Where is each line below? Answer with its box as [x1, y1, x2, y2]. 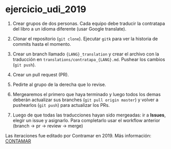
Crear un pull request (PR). [12, 71, 69, 77]
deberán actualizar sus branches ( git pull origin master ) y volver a [12, 97, 159, 103]
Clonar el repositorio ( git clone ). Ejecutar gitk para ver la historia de [12, 36, 158, 42]
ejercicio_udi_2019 [5, 4, 87, 15]
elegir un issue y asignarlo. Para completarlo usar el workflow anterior [12, 117, 160, 123]
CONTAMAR [5, 138, 32, 144]
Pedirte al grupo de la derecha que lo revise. [12, 81, 106, 87]
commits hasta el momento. [12, 41, 71, 47]
